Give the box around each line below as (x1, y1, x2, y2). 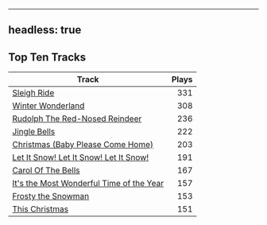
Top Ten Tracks (8, 50, 86, 64)
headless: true (8, 23, 82, 37)
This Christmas (12, 204, 69, 215)
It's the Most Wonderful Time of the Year (12, 178, 164, 189)
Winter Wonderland (12, 100, 85, 111)
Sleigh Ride (12, 87, 55, 99)
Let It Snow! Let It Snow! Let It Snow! (12, 152, 149, 163)
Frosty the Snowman (12, 191, 90, 202)
